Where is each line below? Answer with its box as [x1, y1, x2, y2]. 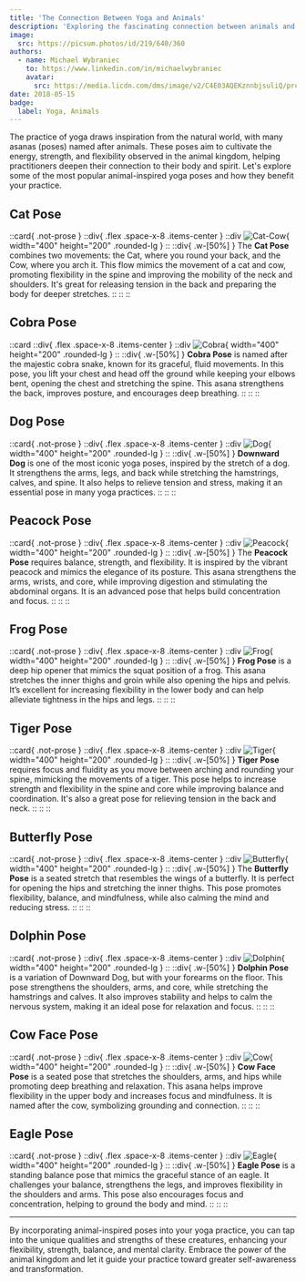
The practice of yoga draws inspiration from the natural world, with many [9, 131, 284, 142]
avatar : [25, 73, 55, 82]
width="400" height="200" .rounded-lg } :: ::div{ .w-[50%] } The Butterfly [9, 863, 290, 874]
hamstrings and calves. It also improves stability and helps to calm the [9, 990, 273, 1002]
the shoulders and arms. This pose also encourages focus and [9, 1189, 244, 1200]
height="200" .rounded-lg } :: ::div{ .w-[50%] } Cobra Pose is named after [9, 348, 289, 360]
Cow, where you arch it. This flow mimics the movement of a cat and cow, [9, 260, 287, 271]
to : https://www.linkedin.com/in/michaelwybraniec [25, 65, 222, 74]
